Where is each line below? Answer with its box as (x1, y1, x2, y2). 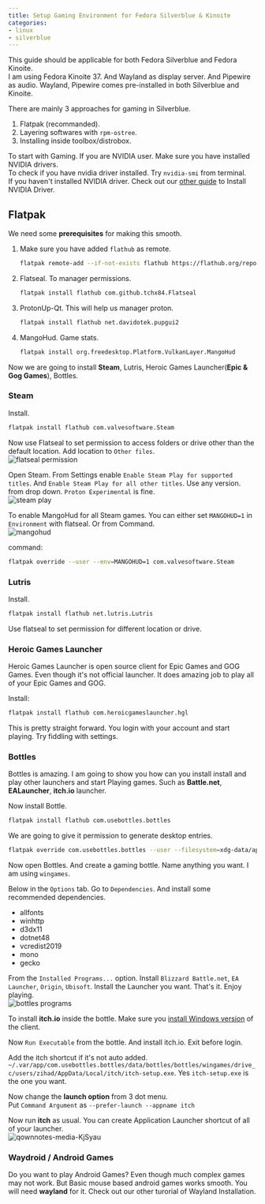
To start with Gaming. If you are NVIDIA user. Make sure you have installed (8, 152, 251, 161)
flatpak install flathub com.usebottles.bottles (8, 816, 171, 825)
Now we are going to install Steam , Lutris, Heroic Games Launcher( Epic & (8, 362, 248, 372)
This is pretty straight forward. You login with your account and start (8, 723, 230, 733)
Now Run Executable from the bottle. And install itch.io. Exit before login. (8, 1037, 243, 1047)
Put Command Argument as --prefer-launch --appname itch (8, 1101, 196, 1109)
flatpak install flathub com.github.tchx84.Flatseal (19, 289, 197, 297)
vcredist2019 (19, 941, 62, 951)
